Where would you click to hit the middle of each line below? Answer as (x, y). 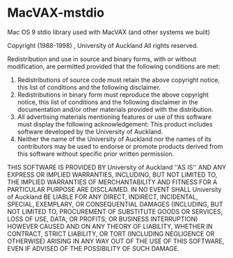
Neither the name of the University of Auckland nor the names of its (114, 139)
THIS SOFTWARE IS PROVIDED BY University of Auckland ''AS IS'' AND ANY (117, 167)
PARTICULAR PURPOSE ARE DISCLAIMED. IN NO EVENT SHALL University (114, 189)
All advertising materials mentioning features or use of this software (114, 117)
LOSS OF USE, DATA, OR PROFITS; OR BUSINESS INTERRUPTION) (103, 219)
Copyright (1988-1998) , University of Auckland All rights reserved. (103, 45)
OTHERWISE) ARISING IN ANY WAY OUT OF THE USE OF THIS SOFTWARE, (116, 241)
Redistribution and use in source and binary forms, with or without (102, 59)
